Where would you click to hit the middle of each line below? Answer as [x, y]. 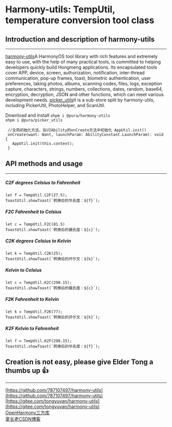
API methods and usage [44, 164]
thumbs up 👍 [27, 371]
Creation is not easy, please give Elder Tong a [79, 362]
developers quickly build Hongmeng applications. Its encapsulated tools [81, 67]
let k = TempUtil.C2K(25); [34, 253]
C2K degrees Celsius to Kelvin [38, 241]
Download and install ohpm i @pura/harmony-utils [58, 115]
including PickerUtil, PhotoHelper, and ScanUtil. [56, 105]
